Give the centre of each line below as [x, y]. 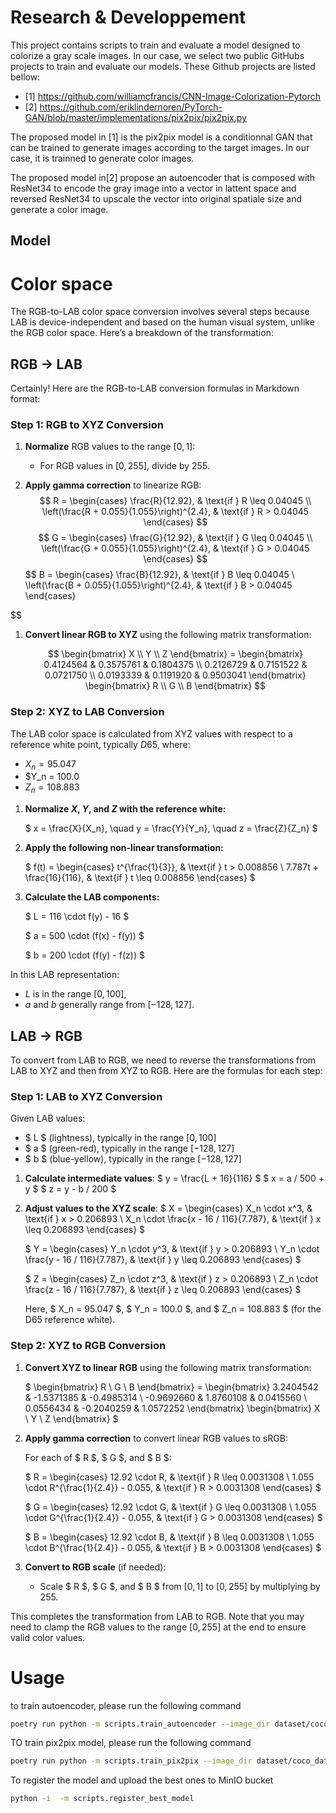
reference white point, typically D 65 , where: [100, 744]
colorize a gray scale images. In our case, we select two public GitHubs [157, 55]
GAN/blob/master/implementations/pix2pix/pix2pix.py [135, 117]
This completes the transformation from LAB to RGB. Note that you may [157, 1616]
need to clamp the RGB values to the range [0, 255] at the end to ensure [158, 1627]
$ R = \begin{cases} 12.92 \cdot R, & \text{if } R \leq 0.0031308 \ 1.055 [169, 1477]
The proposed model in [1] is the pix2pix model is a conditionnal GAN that [161, 137]
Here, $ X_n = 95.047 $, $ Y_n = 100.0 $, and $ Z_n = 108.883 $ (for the [173, 1309]
